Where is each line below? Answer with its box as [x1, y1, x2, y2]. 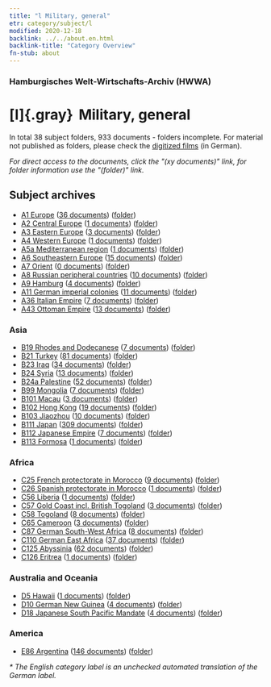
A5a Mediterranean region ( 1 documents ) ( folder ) [20, 244, 185, 254]
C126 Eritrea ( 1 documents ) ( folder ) [20, 552, 138, 562]
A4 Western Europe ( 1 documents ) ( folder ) [20, 235, 162, 245]
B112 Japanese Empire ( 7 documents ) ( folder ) [20, 428, 173, 438]
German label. [9, 670, 57, 680]
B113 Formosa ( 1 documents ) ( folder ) [20, 436, 144, 446]
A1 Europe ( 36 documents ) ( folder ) [20, 210, 136, 219]
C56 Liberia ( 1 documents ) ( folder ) [20, 493, 135, 502]
